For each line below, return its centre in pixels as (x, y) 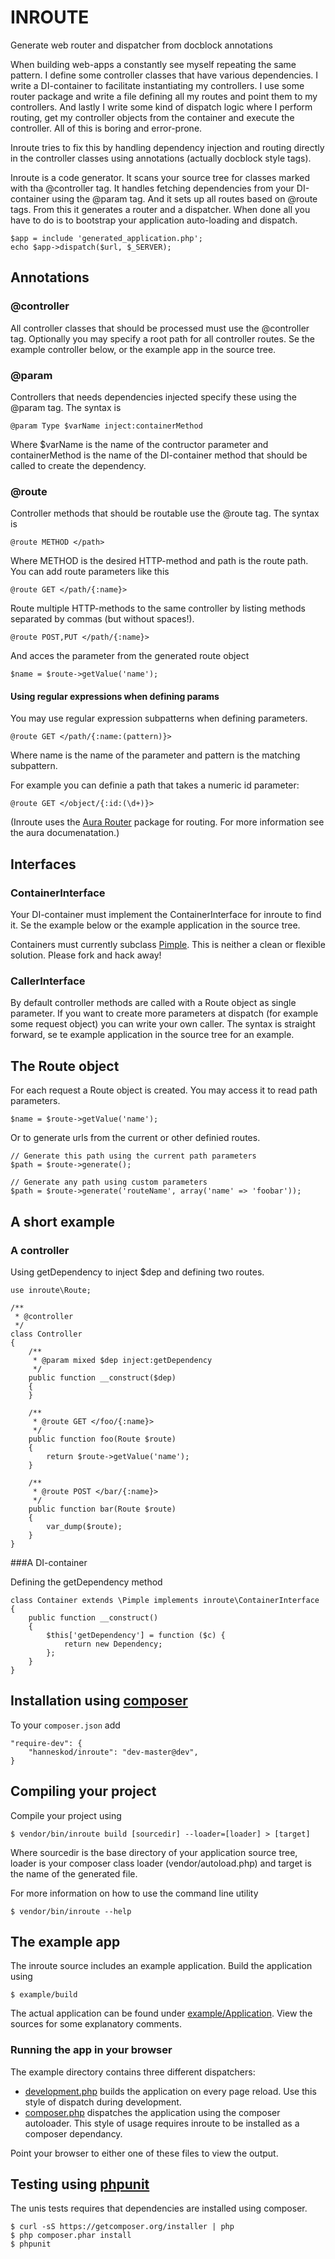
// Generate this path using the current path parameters (133, 1156)
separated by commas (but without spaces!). (102, 619)
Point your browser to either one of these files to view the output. (144, 2153)
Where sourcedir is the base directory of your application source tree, (154, 1852)
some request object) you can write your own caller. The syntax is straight (163, 1024)
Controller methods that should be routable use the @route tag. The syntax (165, 513)
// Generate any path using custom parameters (109, 1182)
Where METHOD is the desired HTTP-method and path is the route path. (159, 561)
